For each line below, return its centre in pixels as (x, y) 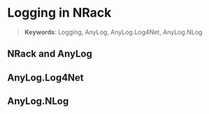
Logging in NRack (59, 13)
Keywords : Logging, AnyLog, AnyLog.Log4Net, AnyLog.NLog (113, 32)
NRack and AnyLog (50, 54)
